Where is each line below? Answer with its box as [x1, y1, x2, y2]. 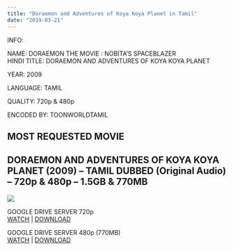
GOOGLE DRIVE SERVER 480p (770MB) [7, 228, 121, 236]
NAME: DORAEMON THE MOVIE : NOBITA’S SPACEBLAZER [7, 49, 176, 58]
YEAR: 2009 [7, 70, 42, 79]
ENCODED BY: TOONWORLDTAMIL [7, 111, 109, 119]
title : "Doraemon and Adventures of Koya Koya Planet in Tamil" [7, 10, 198, 17]
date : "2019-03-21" [7, 17, 64, 24]
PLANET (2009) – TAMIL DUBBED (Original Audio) [7, 165, 227, 177]
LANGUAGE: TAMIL [7, 83, 63, 92]
